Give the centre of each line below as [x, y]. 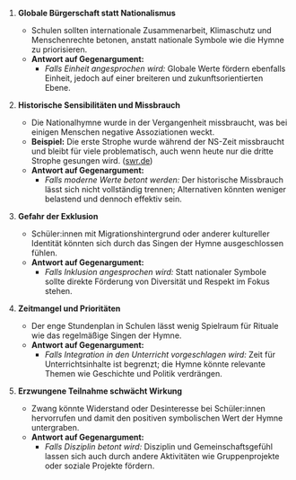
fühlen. [44, 253]
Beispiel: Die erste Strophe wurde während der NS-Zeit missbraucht [158, 142]
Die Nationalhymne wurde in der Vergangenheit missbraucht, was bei [159, 122]
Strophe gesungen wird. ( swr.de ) [92, 160]
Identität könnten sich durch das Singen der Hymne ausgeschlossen [157, 243]
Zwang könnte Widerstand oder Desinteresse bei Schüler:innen [148, 409]
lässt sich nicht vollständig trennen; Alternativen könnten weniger [165, 189]
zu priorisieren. [59, 49]
